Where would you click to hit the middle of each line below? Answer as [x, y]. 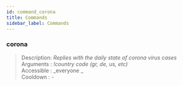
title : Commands [27, 18]
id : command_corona [31, 12]
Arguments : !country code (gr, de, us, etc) [74, 64]
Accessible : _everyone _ [52, 70]
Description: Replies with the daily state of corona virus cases [99, 58]
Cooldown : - [38, 77]
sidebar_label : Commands [38, 23]
